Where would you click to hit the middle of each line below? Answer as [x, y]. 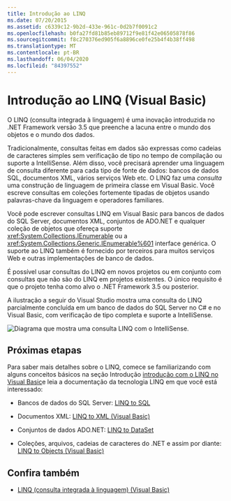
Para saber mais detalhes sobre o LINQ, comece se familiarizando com [109, 367]
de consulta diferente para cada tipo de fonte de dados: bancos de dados [113, 170]
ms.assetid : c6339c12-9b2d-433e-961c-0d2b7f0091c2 [82, 27]
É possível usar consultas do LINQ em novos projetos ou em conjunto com [114, 271]
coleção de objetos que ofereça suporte [65, 228]
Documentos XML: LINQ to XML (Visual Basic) [83, 416]
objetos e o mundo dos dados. [51, 134]
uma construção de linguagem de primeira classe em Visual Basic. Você [111, 185]
